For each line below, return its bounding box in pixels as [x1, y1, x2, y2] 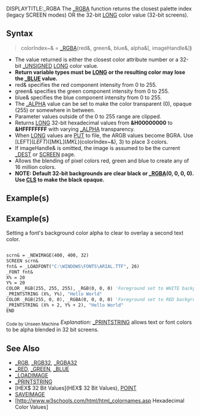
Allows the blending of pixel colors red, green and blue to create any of [14, 157, 189, 164]
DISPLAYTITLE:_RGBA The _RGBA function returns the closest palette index [6, 5, 192, 12]
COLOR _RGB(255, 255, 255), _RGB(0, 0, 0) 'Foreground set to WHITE [6, 286, 180, 292]
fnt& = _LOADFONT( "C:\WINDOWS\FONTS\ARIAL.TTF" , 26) [6, 263, 140, 270]
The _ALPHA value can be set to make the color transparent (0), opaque [14, 100, 192, 107]
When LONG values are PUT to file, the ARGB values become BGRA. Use [14, 132, 193, 139]
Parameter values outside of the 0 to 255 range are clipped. [14, 112, 162, 120]
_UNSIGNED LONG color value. [23, 62, 99, 69]
